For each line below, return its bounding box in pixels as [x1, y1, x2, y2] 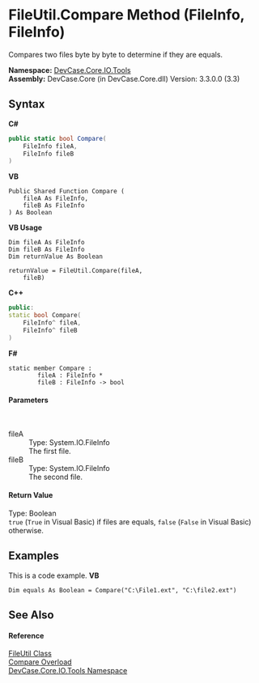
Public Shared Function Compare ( [8, 188, 125, 196]
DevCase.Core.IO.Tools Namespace [8, 666, 128, 676]
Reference [8, 630, 45, 640]
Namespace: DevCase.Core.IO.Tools [8, 65, 131, 74]
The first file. [28, 446, 71, 456]
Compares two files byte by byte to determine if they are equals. [8, 49, 223, 59]
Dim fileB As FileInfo [8, 245, 85, 254]
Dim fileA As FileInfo [8, 239, 85, 247]
